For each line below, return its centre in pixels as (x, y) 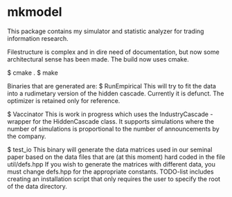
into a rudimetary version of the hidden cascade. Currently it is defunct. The (116, 93)
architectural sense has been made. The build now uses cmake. (98, 59)
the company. (27, 136)
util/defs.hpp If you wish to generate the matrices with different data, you (111, 164)
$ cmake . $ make (33, 73)
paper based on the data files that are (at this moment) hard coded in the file (116, 157)
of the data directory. (37, 186)
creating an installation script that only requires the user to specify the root (114, 179)
